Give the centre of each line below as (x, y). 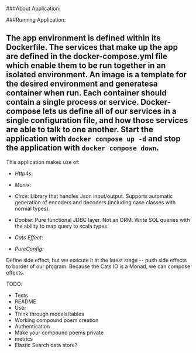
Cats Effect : (29, 237)
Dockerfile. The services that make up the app (92, 47)
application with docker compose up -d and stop (94, 139)
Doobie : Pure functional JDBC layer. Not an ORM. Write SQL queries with (102, 220)
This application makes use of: (43, 162)
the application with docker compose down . (82, 148)
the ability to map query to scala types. (61, 226)
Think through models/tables (49, 314)
